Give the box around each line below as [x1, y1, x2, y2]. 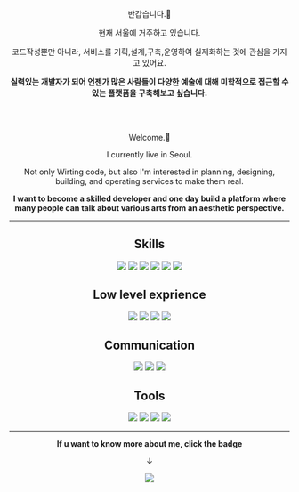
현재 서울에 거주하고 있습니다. [98, 28, 201, 38]
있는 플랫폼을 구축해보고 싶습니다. [92, 88, 207, 98]
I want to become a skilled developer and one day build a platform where [12, 193, 287, 204]
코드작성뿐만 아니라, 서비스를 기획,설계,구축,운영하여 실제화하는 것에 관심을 [12, 46, 271, 57]
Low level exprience [93, 287, 206, 302]
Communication [103, 338, 196, 353]
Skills [133, 237, 166, 252]
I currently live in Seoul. [106, 149, 193, 159]
